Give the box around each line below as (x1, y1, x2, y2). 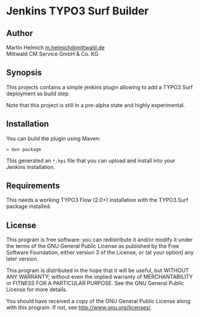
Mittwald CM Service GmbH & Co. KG (6, 50, 99, 58)
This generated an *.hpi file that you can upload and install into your (6, 157, 175, 164)
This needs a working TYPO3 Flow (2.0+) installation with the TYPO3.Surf (6, 197, 189, 204)
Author (6, 28, 33, 38)
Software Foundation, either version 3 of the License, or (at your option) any (6, 249, 194, 256)
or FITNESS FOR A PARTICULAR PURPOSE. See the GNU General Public (6, 280, 184, 287)
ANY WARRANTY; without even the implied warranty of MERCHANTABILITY (6, 273, 193, 280)
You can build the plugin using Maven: (6, 135, 101, 142)
